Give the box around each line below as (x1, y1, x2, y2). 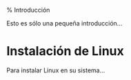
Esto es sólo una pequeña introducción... (6, 19, 123, 27)
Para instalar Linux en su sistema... (6, 66, 105, 74)
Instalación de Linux (6, 43, 125, 59)
